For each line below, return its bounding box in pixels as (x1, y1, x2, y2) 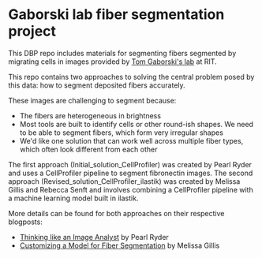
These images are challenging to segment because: (8, 95, 177, 105)
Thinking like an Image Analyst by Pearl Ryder (19, 232, 170, 241)
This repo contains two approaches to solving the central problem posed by (8, 72, 255, 81)
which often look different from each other (19, 144, 158, 154)
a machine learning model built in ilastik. (8, 193, 139, 203)
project (8, 22, 57, 40)
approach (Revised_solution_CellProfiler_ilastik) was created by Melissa (8, 176, 241, 186)
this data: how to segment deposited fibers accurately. (8, 80, 185, 90)
